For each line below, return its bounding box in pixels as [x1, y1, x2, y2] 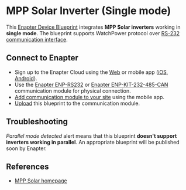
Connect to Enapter [6, 53, 79, 63]
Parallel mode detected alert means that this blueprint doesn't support [6, 132, 177, 139]
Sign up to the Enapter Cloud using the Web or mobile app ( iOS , [14, 69, 168, 76]
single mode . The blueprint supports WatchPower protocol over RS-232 [6, 29, 180, 36]
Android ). [14, 74, 37, 82]
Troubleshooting [6, 117, 68, 127]
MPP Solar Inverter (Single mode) [6, 4, 171, 18]
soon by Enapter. [6, 145, 47, 152]
